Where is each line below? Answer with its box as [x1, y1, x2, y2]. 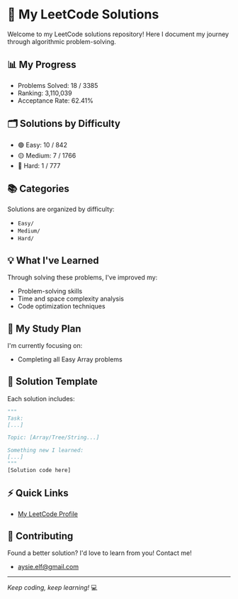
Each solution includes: [7, 394, 76, 403]
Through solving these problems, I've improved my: [7, 273, 158, 282]
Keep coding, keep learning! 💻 [7, 583, 98, 592]
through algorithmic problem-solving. [7, 37, 117, 45]
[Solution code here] [7, 466, 72, 474]
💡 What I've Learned [7, 254, 99, 267]
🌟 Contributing [7, 530, 74, 542]
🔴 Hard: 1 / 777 [17, 161, 61, 169]
